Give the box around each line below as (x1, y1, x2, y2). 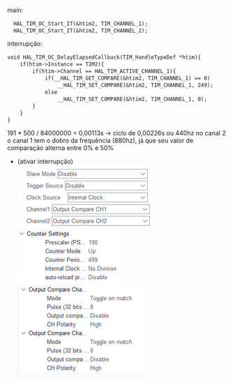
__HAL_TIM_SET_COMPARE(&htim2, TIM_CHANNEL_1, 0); (57, 96, 208, 103)
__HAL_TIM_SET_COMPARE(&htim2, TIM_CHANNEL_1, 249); (57, 82, 214, 89)
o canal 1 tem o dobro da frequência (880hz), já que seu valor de (7, 136, 194, 144)
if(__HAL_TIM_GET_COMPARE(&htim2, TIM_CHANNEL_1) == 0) (44, 75, 211, 82)
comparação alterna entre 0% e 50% (7, 144, 114, 152)
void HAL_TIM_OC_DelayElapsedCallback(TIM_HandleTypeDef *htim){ (7, 54, 201, 61)
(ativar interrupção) (17, 157, 73, 165)
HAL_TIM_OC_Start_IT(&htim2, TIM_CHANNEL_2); (13, 27, 149, 34)
